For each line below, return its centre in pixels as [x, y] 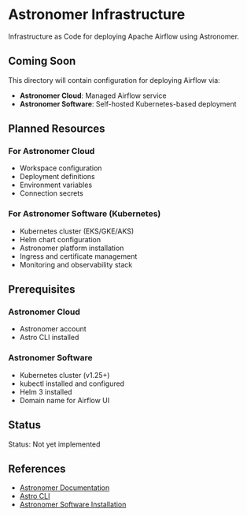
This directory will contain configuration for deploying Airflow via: [114, 80]
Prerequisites [42, 290]
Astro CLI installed [49, 338]
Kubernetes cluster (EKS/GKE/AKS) [77, 231]
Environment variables [56, 185]
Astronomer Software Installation [73, 505]
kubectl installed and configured [72, 383]
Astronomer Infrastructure [97, 15]
